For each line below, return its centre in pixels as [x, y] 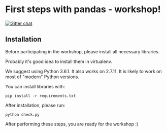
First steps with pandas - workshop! [83, 9]
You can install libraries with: [35, 86]
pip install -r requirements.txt [41, 96]
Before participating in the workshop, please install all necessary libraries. [82, 51]
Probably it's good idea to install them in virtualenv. [59, 61]
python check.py [22, 114]
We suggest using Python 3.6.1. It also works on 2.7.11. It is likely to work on [83, 71]
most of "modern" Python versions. [42, 77]
